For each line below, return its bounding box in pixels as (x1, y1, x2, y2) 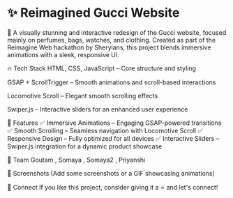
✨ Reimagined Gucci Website (7, 5, 180, 21)
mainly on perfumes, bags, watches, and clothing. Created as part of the (7, 36, 216, 44)
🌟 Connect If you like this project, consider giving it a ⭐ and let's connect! (7, 183, 218, 191)
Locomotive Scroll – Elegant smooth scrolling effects (7, 91, 158, 100)
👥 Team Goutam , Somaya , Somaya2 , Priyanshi (7, 155, 146, 164)
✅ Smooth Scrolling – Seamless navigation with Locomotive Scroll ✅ (7, 126, 204, 135)
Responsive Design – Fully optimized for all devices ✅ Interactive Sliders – (7, 134, 220, 142)
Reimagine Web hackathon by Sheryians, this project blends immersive (7, 43, 211, 52)
